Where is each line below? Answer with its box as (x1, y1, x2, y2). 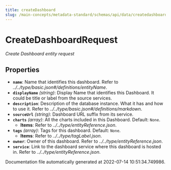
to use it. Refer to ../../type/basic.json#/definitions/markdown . (12, 106, 142, 112)
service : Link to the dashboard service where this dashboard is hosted (12, 144, 161, 150)
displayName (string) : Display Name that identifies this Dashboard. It (12, 90, 154, 96)
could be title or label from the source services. (12, 95, 112, 101)
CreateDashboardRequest (5, 34, 118, 46)
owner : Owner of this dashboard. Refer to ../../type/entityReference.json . (12, 138, 163, 145)
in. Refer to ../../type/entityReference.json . (12, 149, 101, 155)
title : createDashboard (5, 7, 56, 13)
